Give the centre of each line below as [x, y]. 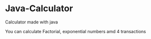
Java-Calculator [39, 9]
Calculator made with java [32, 22]
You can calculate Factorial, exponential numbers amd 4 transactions [75, 31]
